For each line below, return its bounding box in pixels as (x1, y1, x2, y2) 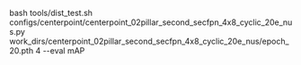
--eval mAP (42, 45, 85, 56)
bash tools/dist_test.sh (9, 8, 93, 18)
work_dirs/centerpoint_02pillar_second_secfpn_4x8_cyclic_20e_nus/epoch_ (9, 36, 289, 46)
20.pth (9, 45, 34, 56)
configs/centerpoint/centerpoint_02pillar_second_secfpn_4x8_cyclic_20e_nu (9, 17, 293, 28)
